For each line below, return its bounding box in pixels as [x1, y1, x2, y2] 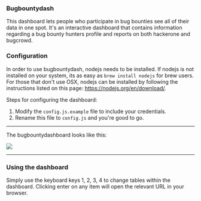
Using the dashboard [6, 163, 69, 171]
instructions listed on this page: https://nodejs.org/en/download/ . [6, 84, 166, 92]
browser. [6, 189, 28, 196]
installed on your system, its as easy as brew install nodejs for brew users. [6, 72, 194, 79]
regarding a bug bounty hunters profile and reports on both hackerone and [6, 31, 190, 38]
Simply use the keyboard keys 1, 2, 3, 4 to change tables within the [6, 176, 170, 184]
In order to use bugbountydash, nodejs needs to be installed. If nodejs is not [6, 65, 194, 72]
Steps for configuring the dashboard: [6, 96, 98, 103]
